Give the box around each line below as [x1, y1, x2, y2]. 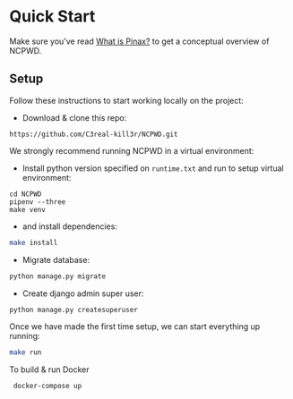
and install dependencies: [22, 221, 118, 232]
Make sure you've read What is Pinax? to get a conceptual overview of [9, 36, 270, 47]
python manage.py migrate [9, 271, 106, 281]
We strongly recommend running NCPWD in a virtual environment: [9, 145, 254, 156]
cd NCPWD [9, 190, 42, 199]
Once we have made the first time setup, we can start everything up [9, 321, 261, 332]
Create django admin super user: [22, 288, 144, 299]
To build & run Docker [9, 364, 90, 375]
